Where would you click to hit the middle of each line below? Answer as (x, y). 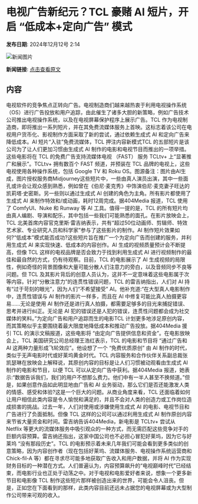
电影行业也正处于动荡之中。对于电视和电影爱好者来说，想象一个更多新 (107, 473)
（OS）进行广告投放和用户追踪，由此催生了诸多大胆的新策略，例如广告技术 (98, 112)
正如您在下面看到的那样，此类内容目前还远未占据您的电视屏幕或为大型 (101, 488)
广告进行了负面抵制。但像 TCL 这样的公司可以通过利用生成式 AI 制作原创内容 (99, 414)
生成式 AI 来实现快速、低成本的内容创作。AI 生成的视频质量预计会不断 (96, 244)
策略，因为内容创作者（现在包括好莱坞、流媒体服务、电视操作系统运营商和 (101, 450)
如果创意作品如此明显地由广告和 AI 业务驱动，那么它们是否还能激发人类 (103, 384)
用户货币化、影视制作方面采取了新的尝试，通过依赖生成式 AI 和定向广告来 (100, 134)
